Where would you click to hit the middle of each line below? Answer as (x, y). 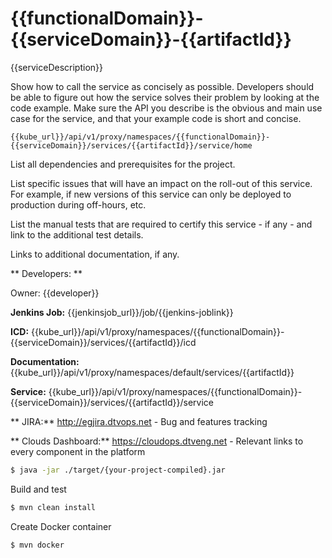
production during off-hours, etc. (78, 204)
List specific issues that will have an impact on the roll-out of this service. (161, 183)
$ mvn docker (37, 545)
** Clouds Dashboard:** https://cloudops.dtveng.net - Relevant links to (157, 441)
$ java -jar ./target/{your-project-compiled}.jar (118, 470)
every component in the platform (78, 451)
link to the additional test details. (77, 234)
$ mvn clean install (53, 507)
